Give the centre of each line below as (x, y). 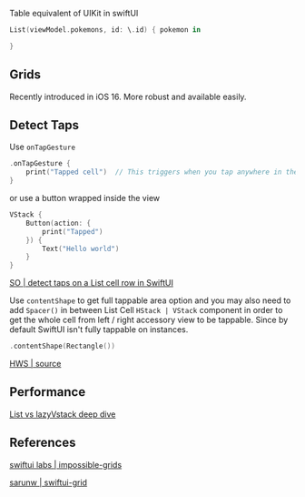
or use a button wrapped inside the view (85, 198)
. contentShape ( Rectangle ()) (63, 346)
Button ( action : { (59, 223)
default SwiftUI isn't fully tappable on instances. (99, 330)
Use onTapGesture (42, 147)
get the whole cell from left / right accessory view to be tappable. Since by (149, 320)
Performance (48, 392)
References (43, 443)
